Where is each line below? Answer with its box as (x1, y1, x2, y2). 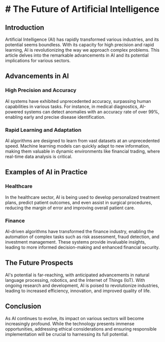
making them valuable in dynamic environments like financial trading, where (5, 148, 160, 154)
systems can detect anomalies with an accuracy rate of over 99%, (24, 108, 160, 115)
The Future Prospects (5, 258, 73, 267)
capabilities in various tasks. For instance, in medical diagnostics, (5, 103, 139, 109)
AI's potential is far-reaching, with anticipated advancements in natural (5, 272, 150, 278)
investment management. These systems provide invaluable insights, (5, 239, 146, 245)
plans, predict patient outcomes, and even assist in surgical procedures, (5, 199, 153, 205)
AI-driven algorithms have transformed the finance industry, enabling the (5, 228, 154, 234)
